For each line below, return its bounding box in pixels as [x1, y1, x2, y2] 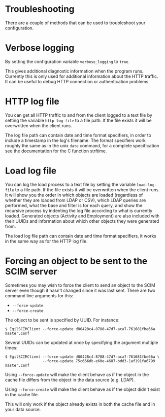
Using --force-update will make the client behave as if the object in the [5, 371, 149, 378]
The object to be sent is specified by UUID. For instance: [5, 317, 120, 323]
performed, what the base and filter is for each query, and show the [5, 202, 143, 208]
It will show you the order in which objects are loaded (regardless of [5, 192, 143, 198]
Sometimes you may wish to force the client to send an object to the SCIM [5, 282, 156, 288]
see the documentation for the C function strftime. [5, 148, 107, 154]
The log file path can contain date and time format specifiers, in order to [5, 132, 152, 138]
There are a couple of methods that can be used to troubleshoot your [5, 20, 146, 26]
